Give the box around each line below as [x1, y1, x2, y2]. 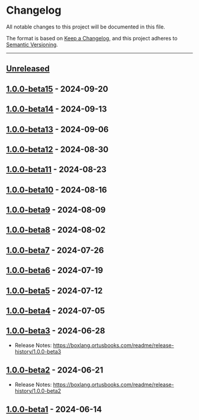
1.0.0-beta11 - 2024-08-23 [6, 164, 107, 175]
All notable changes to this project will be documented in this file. [6, 23, 166, 30]
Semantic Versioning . [6, 41, 58, 48]
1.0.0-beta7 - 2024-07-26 [6, 245, 104, 255]
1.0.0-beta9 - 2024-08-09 [6, 205, 106, 215]
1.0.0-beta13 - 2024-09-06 [6, 124, 109, 134]
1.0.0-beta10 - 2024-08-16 [6, 184, 107, 195]
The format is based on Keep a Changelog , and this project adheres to [6, 34, 178, 42]
